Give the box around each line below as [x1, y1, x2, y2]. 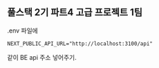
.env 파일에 [7, 26, 38, 35]
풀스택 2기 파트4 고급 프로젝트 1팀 [7, 6, 143, 19]
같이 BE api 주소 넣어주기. [7, 53, 77, 61]
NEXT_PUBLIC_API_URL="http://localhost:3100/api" [7, 40, 153, 47]
